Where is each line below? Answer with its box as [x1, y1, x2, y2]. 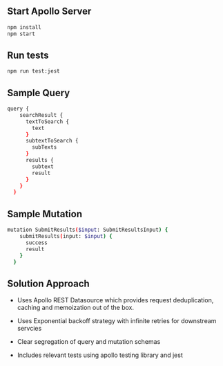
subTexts [32, 144, 57, 151]
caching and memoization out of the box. [17, 304, 135, 312]
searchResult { [19, 111, 64, 118]
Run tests [7, 49, 49, 61]
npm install [7, 24, 41, 30]
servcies [17, 324, 42, 333]
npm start [7, 30, 36, 37]
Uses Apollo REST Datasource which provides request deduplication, [17, 296, 214, 304]
